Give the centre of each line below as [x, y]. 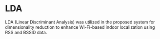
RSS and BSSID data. [26, 32]
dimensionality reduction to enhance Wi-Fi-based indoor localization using [80, 27]
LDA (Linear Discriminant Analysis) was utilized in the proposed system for [80, 22]
